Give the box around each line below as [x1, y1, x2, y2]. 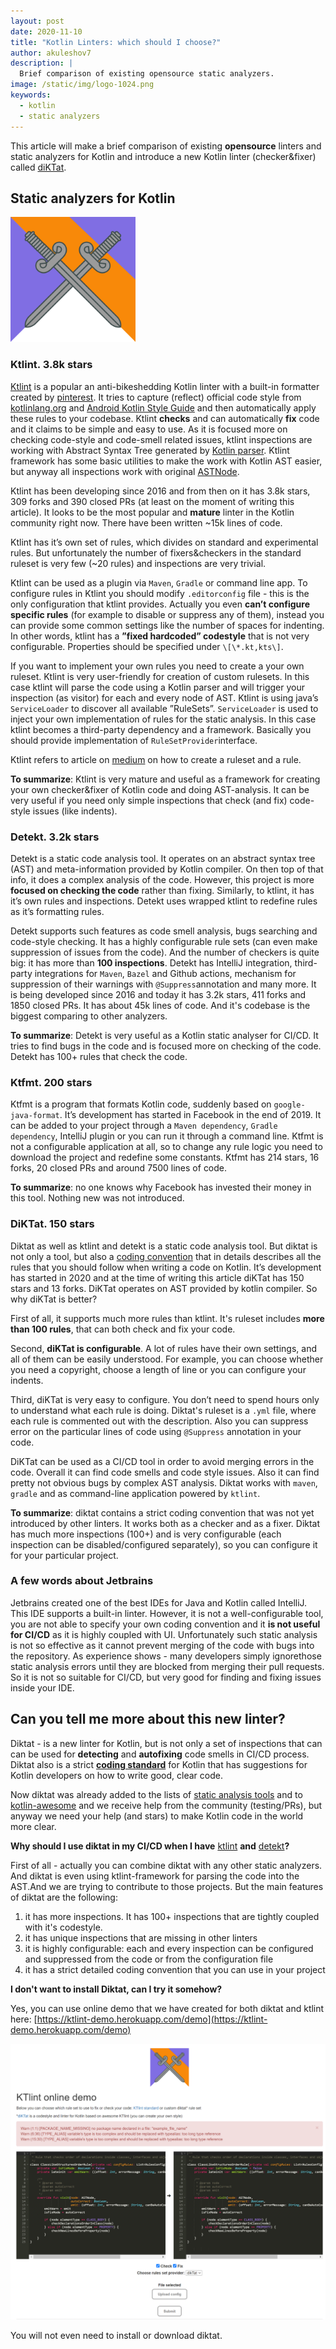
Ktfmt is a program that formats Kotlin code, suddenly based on [10, 1098, 272, 1110]
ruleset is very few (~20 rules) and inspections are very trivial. [10, 557, 267, 569]
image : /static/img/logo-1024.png [10, 80, 155, 90]
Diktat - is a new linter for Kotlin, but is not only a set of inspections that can [10, 1737, 323, 1749]
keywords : [10, 90, 52, 100]
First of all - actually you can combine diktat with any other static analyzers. [10, 1859, 323, 1871]
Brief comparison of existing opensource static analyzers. [19, 69, 275, 79]
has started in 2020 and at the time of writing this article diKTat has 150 [10, 1271, 305, 1284]
